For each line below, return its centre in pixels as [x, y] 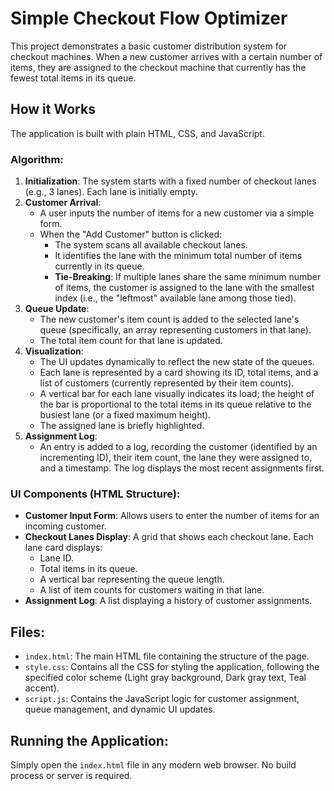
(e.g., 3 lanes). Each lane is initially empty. [111, 192]
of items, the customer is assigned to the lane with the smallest [184, 288]
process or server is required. [71, 775]
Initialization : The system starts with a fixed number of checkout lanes [170, 181]
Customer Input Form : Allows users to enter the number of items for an [172, 516]
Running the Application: [89, 740]
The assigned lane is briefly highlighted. [122, 426]
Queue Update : [57, 309]
